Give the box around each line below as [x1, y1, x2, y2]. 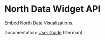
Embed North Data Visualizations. [4, 20, 74, 26]
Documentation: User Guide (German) [4, 29, 83, 35]
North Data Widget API [4, 3, 101, 15]
